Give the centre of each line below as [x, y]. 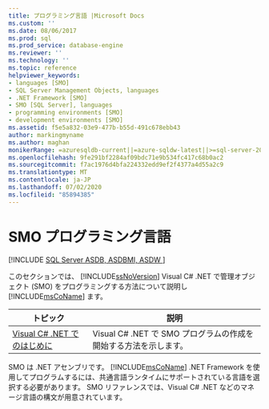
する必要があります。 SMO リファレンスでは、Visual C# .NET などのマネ [134, 387]
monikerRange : [32, 150]
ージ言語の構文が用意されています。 [67, 397]
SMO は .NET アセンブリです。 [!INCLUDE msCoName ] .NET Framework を [131, 366]
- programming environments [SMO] [66, 113]
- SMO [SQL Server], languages [60, 105]
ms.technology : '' [39, 61]
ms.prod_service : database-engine [66, 46]
